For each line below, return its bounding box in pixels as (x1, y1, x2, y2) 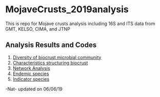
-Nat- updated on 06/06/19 (5, 86, 63, 92)
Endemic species (12, 70, 49, 77)
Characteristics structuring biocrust (12, 60, 88, 66)
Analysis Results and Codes (5, 41, 97, 50)
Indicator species (12, 76, 50, 82)
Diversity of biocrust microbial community (12, 54, 102, 60)
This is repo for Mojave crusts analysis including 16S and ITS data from (5, 20, 155, 27)
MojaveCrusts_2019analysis (5, 4, 129, 15)
